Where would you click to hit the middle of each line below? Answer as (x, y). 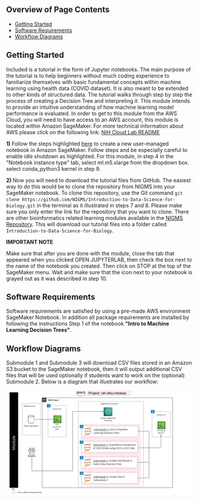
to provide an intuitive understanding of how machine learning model (90, 107)
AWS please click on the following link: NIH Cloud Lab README (83, 132)
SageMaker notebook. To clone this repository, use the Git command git (95, 193)
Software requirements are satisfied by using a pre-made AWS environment (98, 311)
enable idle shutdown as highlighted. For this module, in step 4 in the (90, 156)
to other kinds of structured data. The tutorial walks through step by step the (99, 95)
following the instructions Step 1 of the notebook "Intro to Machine (88, 324)
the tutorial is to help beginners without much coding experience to (88, 76)
